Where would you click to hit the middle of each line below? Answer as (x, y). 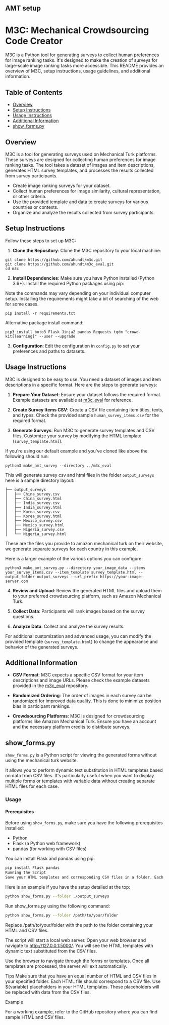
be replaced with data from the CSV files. (48, 992)
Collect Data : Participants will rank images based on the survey (79, 611)
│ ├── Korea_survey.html (34, 516)
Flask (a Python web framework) (46, 844)
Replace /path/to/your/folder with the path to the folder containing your (79, 925)
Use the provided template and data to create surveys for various (80, 202)
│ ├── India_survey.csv (32, 503)
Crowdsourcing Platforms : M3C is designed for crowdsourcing (78, 716)
